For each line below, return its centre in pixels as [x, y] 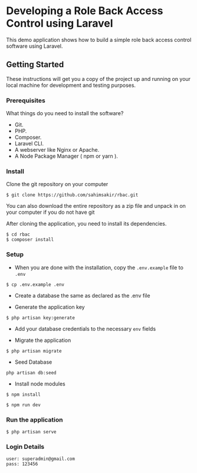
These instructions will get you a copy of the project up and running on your [98, 79]
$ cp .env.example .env [35, 285]
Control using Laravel [60, 23]
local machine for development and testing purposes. [71, 85]
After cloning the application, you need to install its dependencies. [86, 224]
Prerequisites [26, 100]
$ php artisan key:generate [41, 318]
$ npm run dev [24, 405]
